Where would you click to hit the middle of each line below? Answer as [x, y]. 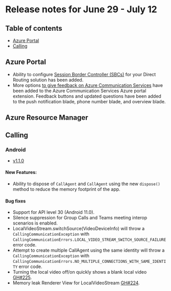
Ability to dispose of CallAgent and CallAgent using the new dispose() [87, 184]
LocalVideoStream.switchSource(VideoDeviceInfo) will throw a [79, 229]
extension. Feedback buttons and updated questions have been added [87, 96]
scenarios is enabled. [35, 223]
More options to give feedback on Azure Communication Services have [88, 85]
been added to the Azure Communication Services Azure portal [79, 91]
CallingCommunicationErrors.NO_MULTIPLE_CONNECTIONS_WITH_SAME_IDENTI [89, 262]
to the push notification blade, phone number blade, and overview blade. [89, 101]
